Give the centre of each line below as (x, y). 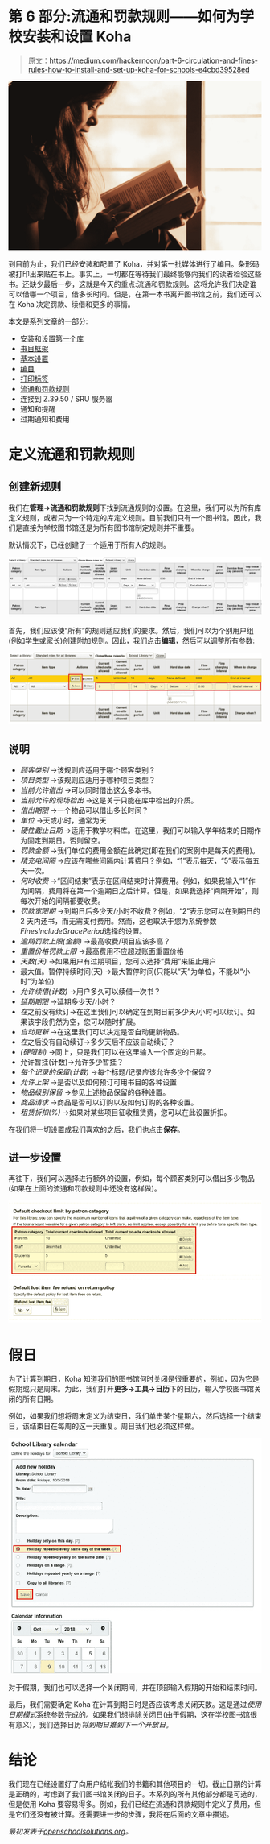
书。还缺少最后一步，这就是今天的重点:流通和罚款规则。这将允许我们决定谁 (133, 284)
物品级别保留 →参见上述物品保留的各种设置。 (95, 1092)
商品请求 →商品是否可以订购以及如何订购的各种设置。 (109, 1102)
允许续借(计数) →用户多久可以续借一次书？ (90, 992)
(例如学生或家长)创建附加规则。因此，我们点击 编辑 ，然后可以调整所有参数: (132, 640)
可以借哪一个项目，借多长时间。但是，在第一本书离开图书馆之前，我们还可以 (135, 294)
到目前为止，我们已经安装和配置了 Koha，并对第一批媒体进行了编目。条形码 (134, 263)
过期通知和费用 (45, 419)
